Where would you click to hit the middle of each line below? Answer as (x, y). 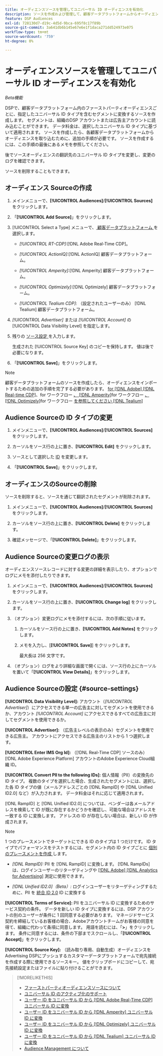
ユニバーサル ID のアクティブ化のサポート (65, 994)
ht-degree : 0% (19, 41)
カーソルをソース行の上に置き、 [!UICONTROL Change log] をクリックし (84, 602)
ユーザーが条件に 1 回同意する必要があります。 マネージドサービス (88, 915)
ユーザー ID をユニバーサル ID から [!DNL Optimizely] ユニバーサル (90, 1024)
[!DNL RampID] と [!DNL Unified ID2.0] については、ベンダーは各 (70, 803)
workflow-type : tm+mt (27, 32)
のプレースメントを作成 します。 (37, 853)
